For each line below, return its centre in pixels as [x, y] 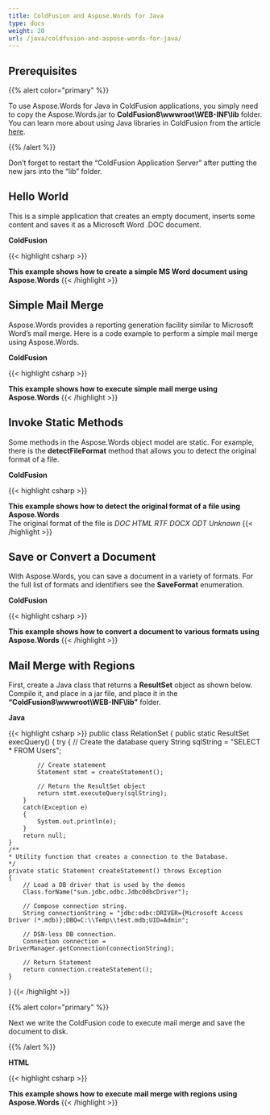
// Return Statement [57, 963]
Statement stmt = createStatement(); [100, 773]
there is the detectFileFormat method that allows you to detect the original [132, 450]
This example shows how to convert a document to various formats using [134, 632]
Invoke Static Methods [66, 423]
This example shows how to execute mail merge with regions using [123, 1094]
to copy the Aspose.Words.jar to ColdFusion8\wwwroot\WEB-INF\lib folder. [135, 114]
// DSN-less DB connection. [70, 935]
